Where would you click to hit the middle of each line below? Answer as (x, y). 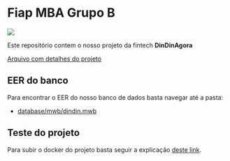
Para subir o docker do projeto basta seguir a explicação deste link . (104, 149)
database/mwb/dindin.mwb (57, 111)
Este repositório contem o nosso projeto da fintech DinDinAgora (100, 45)
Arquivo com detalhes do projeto (55, 59)
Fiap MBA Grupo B (61, 13)
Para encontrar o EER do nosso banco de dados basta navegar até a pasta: (115, 97)
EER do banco (38, 80)
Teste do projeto (44, 133)
